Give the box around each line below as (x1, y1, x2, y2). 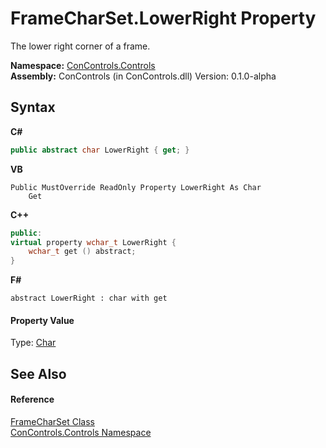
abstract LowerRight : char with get (10, 293, 168, 304)
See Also (10, 365, 67, 382)
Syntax (10, 99, 56, 116)
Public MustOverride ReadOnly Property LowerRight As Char (10, 182, 262, 192)
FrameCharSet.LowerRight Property (10, 7, 317, 30)
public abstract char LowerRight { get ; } (10, 145, 190, 155)
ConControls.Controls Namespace (10, 426, 152, 438)
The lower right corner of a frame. (10, 40, 151, 52)
